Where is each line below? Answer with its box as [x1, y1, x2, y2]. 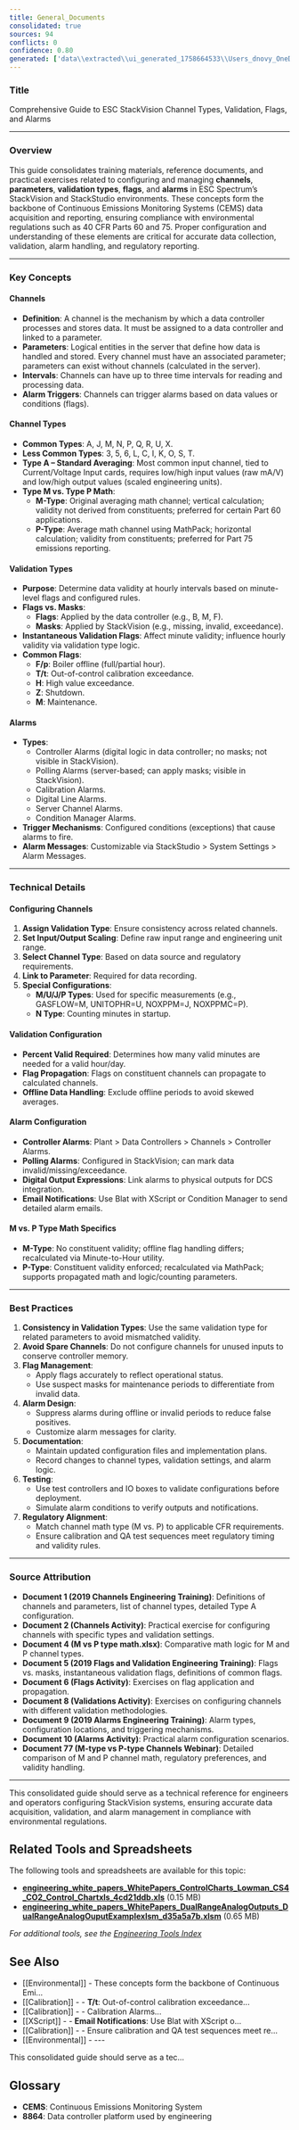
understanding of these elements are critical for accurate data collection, [9, 231, 277, 242]
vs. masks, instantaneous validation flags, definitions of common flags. [21, 1667, 283, 1678]
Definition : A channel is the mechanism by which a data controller [21, 313, 265, 324]
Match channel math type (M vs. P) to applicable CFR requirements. [35, 1522, 285, 1532]
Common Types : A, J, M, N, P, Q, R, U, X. [21, 438, 174, 449]
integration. [21, 1184, 65, 1194]
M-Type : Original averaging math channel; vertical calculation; [35, 495, 265, 506]
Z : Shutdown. [35, 688, 85, 698]
